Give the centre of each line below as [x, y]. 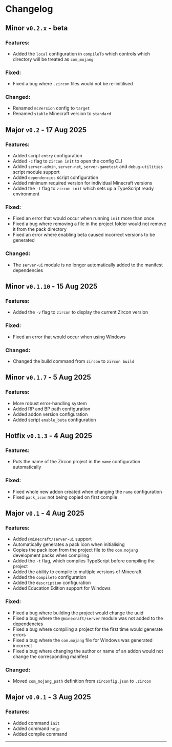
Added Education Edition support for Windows [62, 588]
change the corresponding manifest [50, 657]
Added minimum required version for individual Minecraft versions [82, 183]
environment [26, 194]
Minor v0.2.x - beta [37, 28]
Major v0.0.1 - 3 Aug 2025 [48, 697]
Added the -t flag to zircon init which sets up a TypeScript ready [83, 189]
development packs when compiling [51, 555]
